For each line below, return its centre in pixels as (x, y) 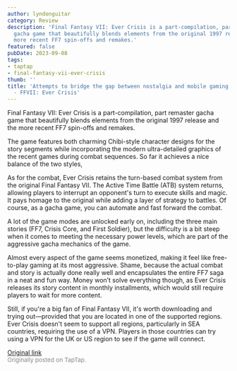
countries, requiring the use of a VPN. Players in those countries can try (112, 331)
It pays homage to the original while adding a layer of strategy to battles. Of (117, 200)
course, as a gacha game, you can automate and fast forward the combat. (115, 208)
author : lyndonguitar (39, 14)
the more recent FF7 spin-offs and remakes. (71, 128)
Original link (25, 353)
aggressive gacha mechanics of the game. (69, 244)
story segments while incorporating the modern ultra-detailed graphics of (114, 149)
